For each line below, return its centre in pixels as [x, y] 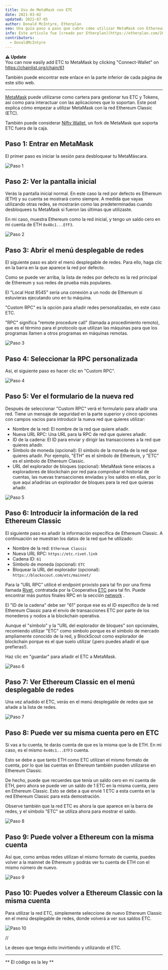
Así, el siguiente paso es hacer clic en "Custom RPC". [60, 371]
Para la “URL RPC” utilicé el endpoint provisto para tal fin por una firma [78, 584]
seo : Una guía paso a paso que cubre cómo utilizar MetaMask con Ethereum [85, 29]
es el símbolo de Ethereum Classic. [48, 461]
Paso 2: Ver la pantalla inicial [51, 181]
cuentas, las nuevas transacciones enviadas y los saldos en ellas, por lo [86, 477]
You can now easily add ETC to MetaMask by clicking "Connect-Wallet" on [82, 62]
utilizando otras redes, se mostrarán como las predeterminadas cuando [79, 204]
